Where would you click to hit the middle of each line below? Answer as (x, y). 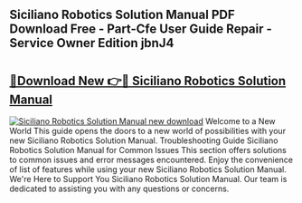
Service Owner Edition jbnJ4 (92, 43)
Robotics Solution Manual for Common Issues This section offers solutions (148, 150)
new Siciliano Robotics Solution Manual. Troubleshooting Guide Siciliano (144, 140)
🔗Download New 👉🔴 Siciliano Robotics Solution (148, 81)
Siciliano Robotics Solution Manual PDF (122, 15)
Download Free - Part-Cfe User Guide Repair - (141, 29)
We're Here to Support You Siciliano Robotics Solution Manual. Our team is (148, 179)
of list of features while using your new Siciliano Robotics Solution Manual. (148, 169)
